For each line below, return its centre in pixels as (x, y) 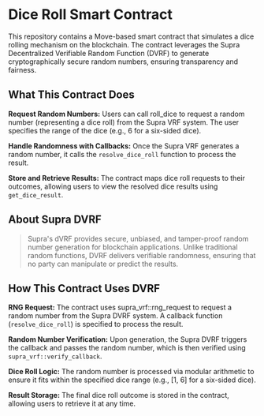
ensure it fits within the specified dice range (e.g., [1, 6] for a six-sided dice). (132, 380)
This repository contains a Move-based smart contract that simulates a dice (131, 36)
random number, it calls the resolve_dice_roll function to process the (122, 154)
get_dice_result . (36, 194)
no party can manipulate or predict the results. (103, 264)
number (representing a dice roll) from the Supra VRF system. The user (124, 122)
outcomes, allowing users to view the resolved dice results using (113, 186)
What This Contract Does (72, 95)
